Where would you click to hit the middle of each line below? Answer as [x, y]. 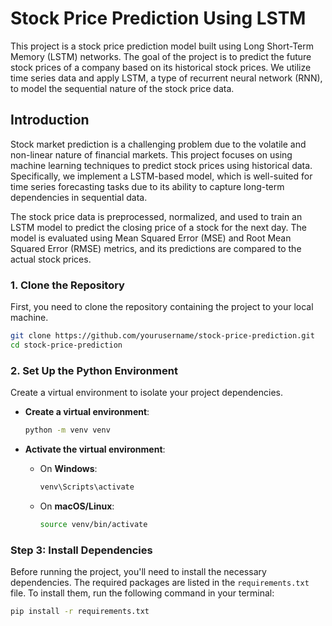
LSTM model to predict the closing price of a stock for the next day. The [158, 227]
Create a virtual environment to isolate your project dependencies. [146, 393]
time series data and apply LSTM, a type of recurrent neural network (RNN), [166, 78]
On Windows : [68, 468]
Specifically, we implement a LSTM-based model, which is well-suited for [161, 176]
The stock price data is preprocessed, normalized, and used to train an [156, 216]
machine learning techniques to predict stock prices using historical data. [161, 165]
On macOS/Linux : [77, 506]
